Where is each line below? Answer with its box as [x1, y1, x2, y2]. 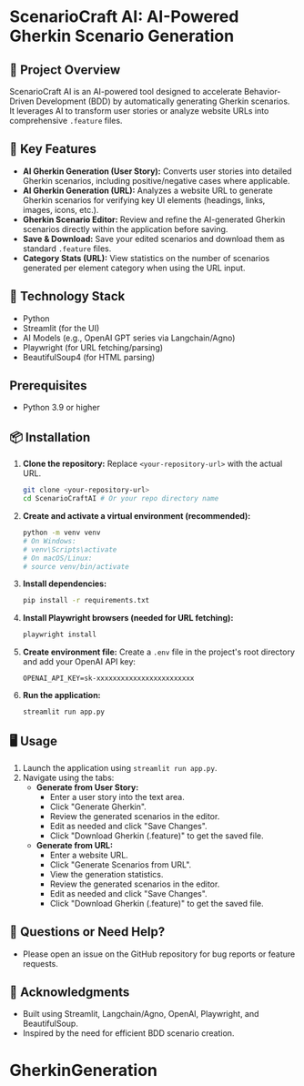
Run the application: [22, 690, 102, 701]
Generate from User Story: [35, 781, 139, 793]
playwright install [22, 630, 97, 639]
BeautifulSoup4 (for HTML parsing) [22, 351, 156, 362]
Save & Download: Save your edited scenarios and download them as [22, 233, 285, 244]
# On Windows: [22, 536, 76, 545]
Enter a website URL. [49, 849, 129, 860]
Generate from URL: [35, 839, 114, 850]
